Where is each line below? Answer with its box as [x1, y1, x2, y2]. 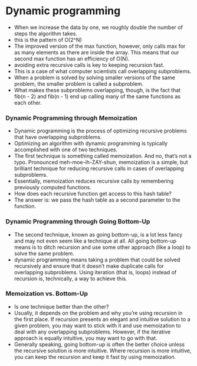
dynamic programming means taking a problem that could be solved [14, 256, 180, 263]
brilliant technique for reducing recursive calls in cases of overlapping [14, 165, 184, 172]
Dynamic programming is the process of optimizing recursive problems [14, 127, 187, 134]
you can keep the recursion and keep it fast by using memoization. [14, 353, 176, 360]
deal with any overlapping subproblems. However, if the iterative [14, 328, 171, 335]
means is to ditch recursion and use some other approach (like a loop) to [14, 244, 191, 251]
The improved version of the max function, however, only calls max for [14, 43, 186, 50]
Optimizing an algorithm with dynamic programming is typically [14, 140, 168, 147]
